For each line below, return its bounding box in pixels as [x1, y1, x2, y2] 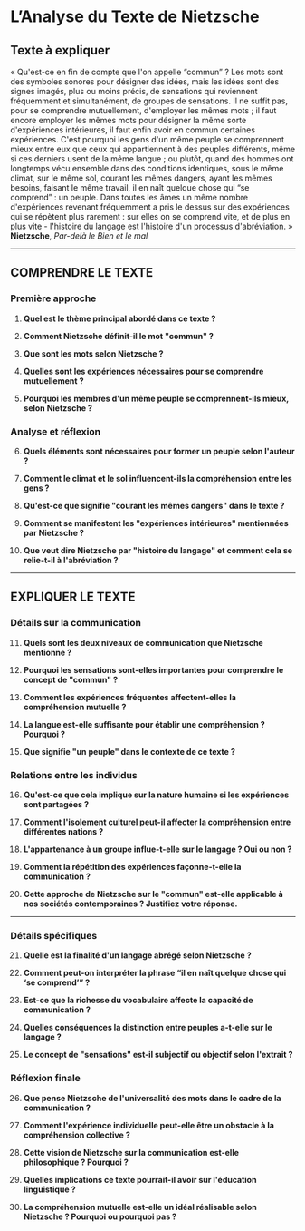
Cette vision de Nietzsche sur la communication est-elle [23, 1147, 239, 1158]
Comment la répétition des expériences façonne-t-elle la [23, 861, 242, 872]
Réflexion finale [10, 1072, 81, 1085]
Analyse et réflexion [10, 425, 101, 437]
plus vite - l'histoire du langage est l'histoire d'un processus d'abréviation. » [10, 220, 293, 231]
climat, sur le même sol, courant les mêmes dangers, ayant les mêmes [10, 172, 272, 183]
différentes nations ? [23, 826, 103, 836]
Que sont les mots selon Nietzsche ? [23, 347, 164, 359]
